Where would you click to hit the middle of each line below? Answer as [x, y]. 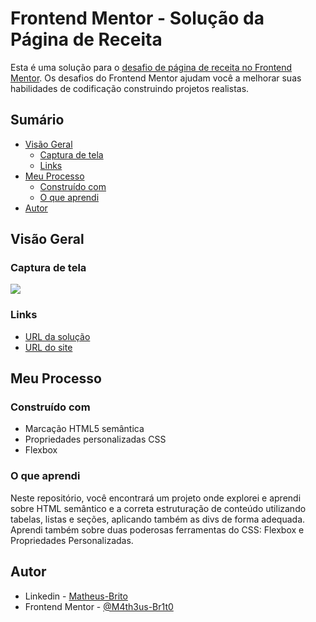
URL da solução [57, 336]
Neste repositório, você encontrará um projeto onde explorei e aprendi [156, 498]
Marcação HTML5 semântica [84, 429]
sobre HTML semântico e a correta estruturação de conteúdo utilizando [158, 508]
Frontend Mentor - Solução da [137, 18]
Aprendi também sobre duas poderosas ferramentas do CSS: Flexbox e [157, 529]
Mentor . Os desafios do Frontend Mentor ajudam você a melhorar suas [156, 78]
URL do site [48, 347]
